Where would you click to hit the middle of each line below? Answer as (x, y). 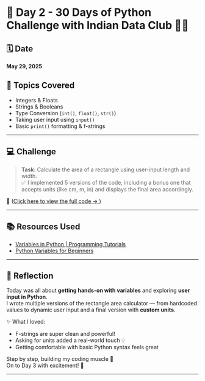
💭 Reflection (30, 276)
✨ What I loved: (26, 322)
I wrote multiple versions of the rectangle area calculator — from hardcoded (102, 304)
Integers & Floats (36, 100)
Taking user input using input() (55, 119)
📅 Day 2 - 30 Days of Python (79, 12)
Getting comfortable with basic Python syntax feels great (87, 347)
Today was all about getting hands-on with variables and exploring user (98, 290)
